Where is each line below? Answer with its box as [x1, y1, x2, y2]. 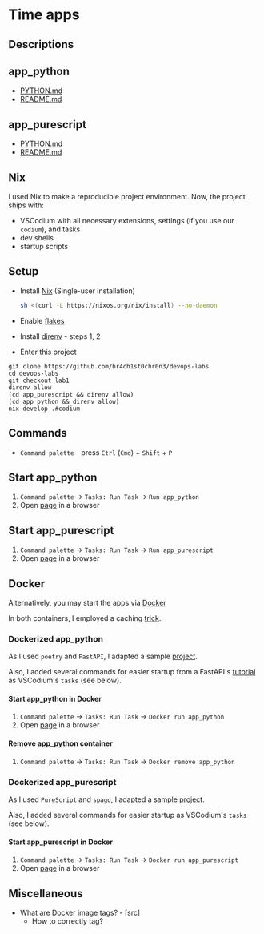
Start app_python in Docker [8, 694, 102, 703]
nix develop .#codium [8, 405, 81, 413]
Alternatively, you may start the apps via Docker [8, 598, 166, 607]
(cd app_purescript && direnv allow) [8, 390, 134, 398]
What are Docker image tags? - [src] [19, 908, 141, 917]
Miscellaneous [8, 887, 83, 900]
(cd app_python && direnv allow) [8, 397, 120, 405]
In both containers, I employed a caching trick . [8, 613, 162, 622]
